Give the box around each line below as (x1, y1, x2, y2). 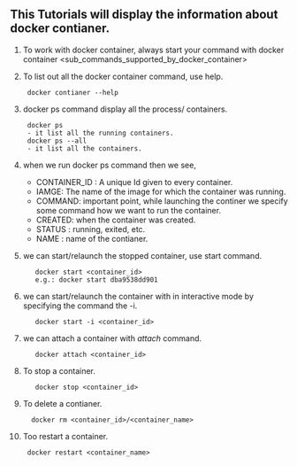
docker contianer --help (27, 88, 118, 97)
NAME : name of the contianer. (35, 233, 148, 244)
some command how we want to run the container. (35, 205, 222, 215)
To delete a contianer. (22, 398, 103, 408)
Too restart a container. (22, 431, 109, 441)
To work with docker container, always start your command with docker (22, 44, 285, 55)
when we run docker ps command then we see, (22, 159, 197, 170)
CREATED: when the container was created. (35, 214, 196, 225)
